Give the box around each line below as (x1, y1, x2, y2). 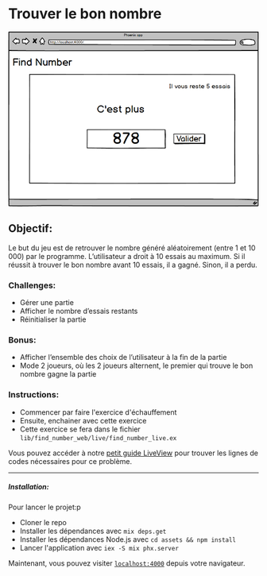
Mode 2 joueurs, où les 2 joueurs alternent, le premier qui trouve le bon (19, 361, 253, 370)
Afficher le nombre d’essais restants (19, 306, 138, 315)
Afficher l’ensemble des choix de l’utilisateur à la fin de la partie (19, 353, 227, 362)
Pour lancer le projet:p (8, 502, 81, 512)
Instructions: (8, 389, 60, 400)
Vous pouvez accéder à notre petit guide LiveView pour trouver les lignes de (8, 448, 258, 458)
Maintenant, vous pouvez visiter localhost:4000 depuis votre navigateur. (8, 558, 246, 568)
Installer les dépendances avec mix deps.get (19, 526, 167, 535)
